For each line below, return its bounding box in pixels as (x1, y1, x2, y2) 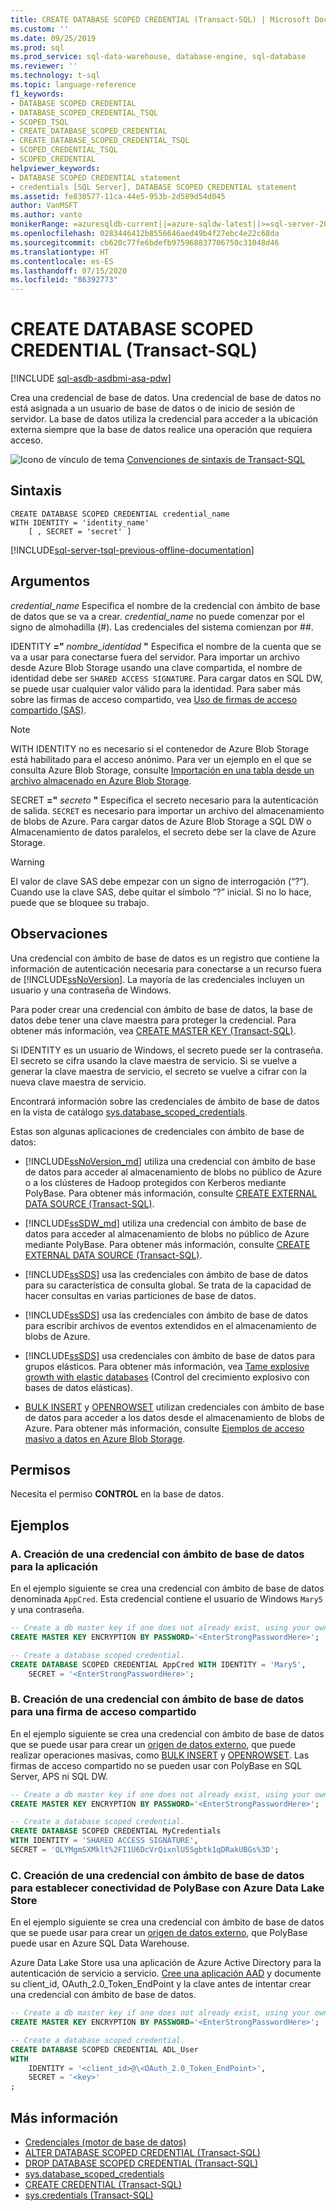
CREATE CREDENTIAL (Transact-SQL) (24, 2179, 182, 2191)
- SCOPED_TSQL (10, 117, 70, 127)
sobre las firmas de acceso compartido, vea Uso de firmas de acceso (10, 693, 298, 705)
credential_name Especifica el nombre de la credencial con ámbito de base (10, 599, 321, 611)
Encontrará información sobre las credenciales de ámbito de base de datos (10, 1095, 320, 1107)
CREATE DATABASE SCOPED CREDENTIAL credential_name (10, 509, 230, 519)
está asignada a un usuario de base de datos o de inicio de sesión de (10, 402, 296, 415)
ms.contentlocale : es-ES (10, 256, 114, 266)
